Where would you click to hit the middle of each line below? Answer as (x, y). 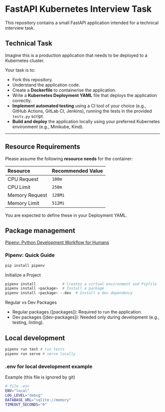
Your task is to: (20, 70)
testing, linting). (28, 322)
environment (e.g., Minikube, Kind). (48, 127)
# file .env (17, 386)
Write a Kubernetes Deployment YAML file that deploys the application (84, 95)
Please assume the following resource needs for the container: (69, 158)
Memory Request (27, 195)
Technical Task (29, 44)
